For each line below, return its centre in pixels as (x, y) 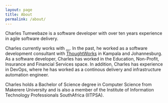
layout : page (19, 10)
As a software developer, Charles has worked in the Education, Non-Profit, (82, 59)
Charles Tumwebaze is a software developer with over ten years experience (84, 33)
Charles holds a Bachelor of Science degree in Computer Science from (78, 84)
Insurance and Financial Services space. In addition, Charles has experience (84, 64)
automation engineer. (27, 75)
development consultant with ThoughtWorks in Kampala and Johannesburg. (84, 53)
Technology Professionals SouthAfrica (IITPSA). (55, 95)
